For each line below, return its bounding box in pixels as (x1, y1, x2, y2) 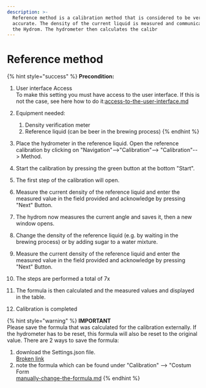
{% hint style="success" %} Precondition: (7, 73, 115, 80)
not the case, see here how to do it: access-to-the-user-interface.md (15, 97, 189, 105)
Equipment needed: (15, 110, 66, 117)
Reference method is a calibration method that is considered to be (12, 15, 191, 21)
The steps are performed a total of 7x (15, 275, 111, 283)
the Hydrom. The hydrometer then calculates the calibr (12, 26, 158, 32)
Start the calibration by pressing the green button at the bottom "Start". (15, 165, 195, 172)
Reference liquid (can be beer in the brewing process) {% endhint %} (24, 128, 200, 135)
